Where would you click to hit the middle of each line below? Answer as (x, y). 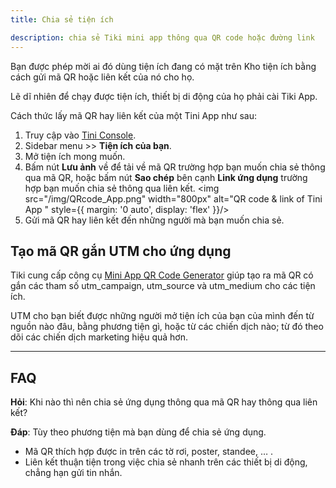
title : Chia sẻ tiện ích (62, 19)
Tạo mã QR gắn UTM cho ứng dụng (121, 251)
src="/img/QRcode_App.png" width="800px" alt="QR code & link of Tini (173, 198)
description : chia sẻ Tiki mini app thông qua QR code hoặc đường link (162, 37)
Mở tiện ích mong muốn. (75, 156)
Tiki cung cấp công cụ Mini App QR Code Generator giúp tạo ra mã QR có (162, 275)
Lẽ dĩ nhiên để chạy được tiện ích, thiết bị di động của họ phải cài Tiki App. (164, 96)
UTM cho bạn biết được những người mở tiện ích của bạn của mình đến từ (162, 316)
